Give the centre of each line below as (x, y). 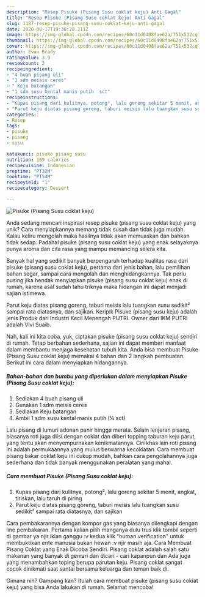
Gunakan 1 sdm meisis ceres (51, 405)
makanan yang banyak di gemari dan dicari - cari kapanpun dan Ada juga (99, 555)
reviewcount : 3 (26, 63)
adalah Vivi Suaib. (29, 325)
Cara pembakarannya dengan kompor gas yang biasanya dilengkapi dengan (102, 523)
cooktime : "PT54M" (30, 177)
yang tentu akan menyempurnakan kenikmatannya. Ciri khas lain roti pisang (101, 443)
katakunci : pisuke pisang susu (46, 154)
